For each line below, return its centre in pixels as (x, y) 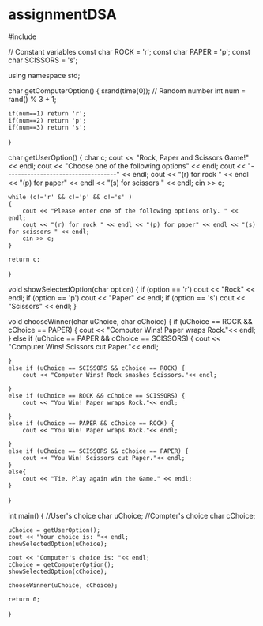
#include (23, 36)
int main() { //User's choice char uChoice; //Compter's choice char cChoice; (132, 515)
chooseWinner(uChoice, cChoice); (63, 585)
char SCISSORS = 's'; (43, 60)
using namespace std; (44, 75)
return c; (24, 259)
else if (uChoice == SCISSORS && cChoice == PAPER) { (99, 451)
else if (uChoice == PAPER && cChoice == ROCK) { (92, 423)
